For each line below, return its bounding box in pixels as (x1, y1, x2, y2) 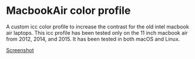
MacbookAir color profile (6, 4, 131, 17)
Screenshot (6, 46, 34, 53)
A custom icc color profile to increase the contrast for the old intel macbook (6, 23, 189, 30)
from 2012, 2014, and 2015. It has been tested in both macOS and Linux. (6, 35, 180, 42)
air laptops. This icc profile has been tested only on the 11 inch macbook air (6, 29, 188, 36)
